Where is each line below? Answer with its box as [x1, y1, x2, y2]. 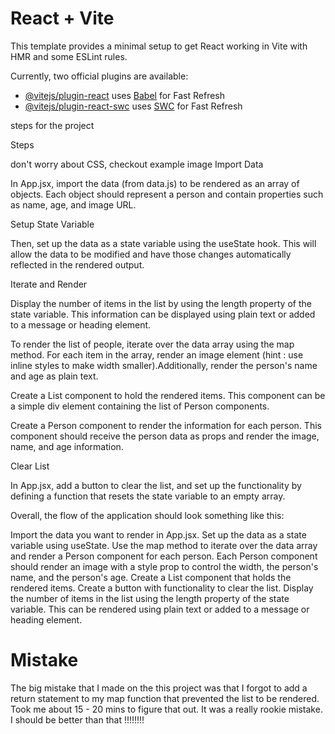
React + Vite [10, 7, 115, 30]
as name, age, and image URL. [10, 198, 137, 211]
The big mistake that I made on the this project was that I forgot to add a [10, 682, 308, 694]
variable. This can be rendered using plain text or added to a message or [10, 603, 310, 615]
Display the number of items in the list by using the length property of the [10, 297, 312, 309]
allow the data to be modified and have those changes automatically [10, 248, 292, 260]
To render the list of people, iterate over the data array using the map [10, 338, 295, 350]
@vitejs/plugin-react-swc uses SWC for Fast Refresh [24, 100, 243, 112]
